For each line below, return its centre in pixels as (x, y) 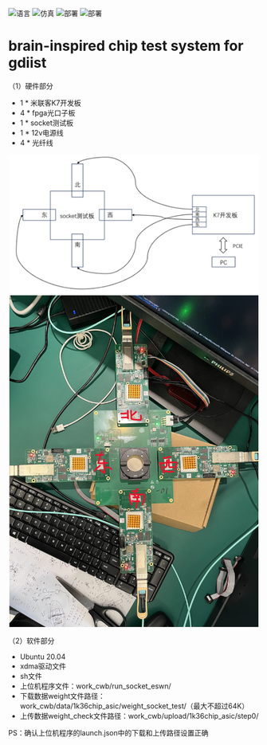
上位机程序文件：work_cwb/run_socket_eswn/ (95, 686)
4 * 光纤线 (36, 143)
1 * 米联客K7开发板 (50, 103)
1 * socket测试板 (47, 123)
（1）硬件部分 (31, 86)
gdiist (27, 63)
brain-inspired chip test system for (126, 46)
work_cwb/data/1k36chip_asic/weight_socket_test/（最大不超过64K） (134, 706)
